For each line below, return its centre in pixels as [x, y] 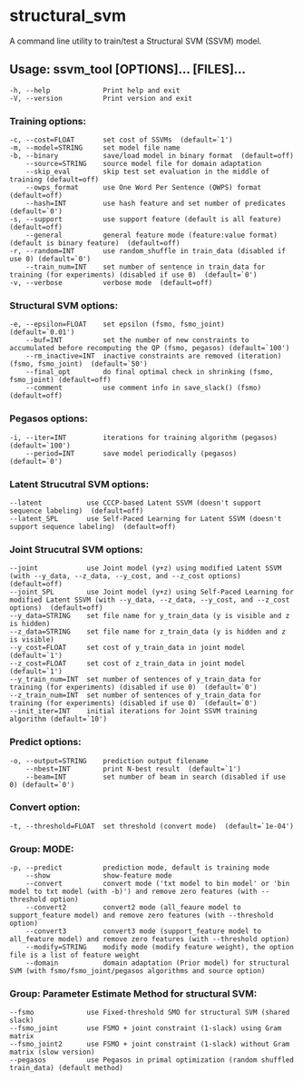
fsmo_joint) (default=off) [60, 380]
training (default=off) [54, 180]
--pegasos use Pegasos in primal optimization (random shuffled [152, 1060]
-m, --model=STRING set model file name [95, 148]
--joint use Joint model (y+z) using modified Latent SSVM [146, 568]
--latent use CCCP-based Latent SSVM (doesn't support [135, 503]
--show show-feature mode [99, 876]
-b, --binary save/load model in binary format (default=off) [152, 156]
